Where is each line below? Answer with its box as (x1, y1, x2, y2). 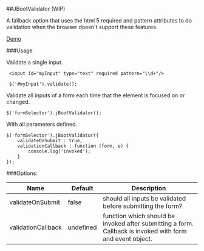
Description (131, 184, 166, 192)
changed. (6, 98, 30, 105)
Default (71, 184, 93, 192)
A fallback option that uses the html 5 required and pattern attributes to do (6, 17, 192, 24)
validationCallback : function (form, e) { (17, 143, 129, 149)
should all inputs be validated (103, 194, 186, 202)
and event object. (103, 235, 153, 242)
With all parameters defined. (6, 121, 78, 128)
